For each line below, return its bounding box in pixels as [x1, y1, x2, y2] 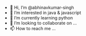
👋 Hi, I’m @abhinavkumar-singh [9, 5, 74, 10]
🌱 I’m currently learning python [9, 15, 73, 20]
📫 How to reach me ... [9, 26, 56, 31]
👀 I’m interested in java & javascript [9, 10, 82, 16]
